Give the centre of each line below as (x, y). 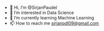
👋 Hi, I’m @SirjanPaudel (33, 8)
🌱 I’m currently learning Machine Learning (52, 18)
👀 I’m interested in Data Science (42, 13)
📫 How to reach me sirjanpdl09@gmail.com (54, 23)
